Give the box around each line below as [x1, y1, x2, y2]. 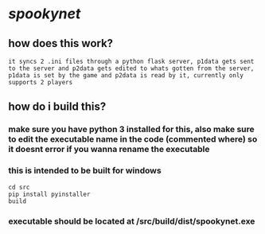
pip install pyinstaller [8, 190, 91, 198]
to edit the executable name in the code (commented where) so [8, 134, 258, 145]
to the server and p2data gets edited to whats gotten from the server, [8, 64, 255, 72]
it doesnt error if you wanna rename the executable [8, 144, 210, 155]
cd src [8, 183, 30, 191]
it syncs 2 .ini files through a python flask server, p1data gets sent [8, 57, 255, 65]
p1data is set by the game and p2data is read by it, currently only [8, 72, 244, 80]
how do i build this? [8, 100, 107, 114]
